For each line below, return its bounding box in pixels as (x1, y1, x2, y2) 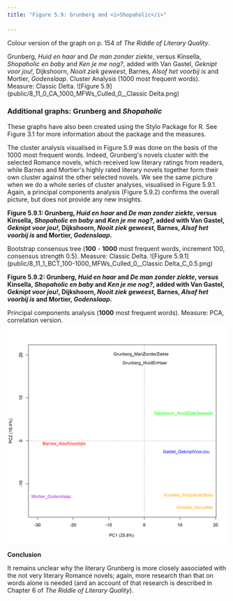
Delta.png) (149, 89, 180, 98)
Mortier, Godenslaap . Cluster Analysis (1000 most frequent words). (7, 74, 200, 83)
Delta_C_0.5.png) (164, 259, 213, 268)
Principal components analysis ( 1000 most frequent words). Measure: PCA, (7, 308, 225, 317)
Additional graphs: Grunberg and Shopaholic (7, 107, 163, 116)
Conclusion (7, 550, 42, 558)
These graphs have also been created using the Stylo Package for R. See (7, 122, 218, 130)
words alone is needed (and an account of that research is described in (7, 579, 213, 587)
